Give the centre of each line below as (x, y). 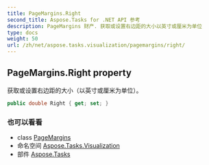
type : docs (23, 33)
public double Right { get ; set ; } (58, 103)
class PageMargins (44, 137)
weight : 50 (23, 39)
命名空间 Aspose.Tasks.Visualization (68, 145)
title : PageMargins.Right (44, 13)
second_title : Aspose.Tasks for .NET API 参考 (74, 20)
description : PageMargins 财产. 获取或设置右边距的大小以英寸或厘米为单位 (104, 26)
